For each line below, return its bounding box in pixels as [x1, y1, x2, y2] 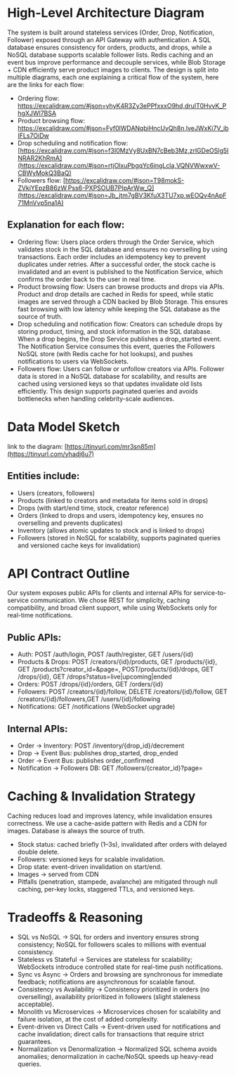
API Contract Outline [7, 566, 130, 581]
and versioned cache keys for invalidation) [17, 541, 140, 549]
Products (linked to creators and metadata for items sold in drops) [17, 496, 209, 504]
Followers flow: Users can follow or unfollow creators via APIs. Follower [17, 364, 225, 373]
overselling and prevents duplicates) [17, 519, 123, 527]
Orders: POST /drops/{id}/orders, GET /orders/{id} [17, 680, 164, 689]
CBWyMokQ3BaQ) [17, 169, 72, 177]
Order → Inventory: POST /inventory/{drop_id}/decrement [17, 741, 185, 750]
